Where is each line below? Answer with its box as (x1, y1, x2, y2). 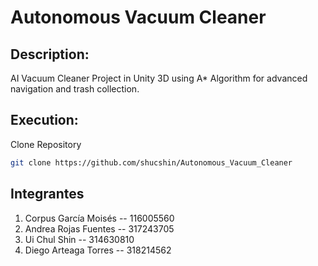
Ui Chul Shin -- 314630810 (24, 233, 135, 245)
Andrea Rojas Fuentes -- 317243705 (24, 222, 175, 235)
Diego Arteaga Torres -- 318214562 (24, 244, 172, 256)
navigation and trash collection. (10, 83, 140, 95)
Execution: (10, 112, 79, 129)
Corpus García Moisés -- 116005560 (24, 212, 175, 224)
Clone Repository (10, 138, 82, 150)
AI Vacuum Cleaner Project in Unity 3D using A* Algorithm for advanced (10, 72, 308, 84)
